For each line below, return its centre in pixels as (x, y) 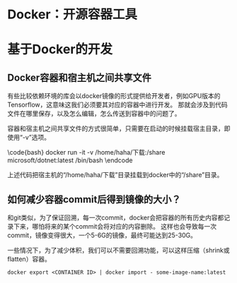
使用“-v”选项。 (29, 138)
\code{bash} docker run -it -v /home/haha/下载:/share (86, 152)
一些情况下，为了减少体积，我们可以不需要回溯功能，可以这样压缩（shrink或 (118, 250)
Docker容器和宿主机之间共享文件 (80, 77)
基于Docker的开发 (60, 49)
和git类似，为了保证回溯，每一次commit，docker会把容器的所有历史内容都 (116, 217)
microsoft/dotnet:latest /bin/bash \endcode (70, 160)
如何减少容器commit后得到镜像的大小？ (94, 199)
